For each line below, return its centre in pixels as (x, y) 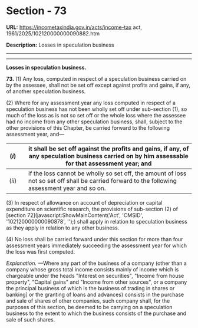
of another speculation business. (46, 91)
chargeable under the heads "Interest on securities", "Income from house (95, 275)
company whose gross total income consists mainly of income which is (93, 269)
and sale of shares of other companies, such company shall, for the (88, 301)
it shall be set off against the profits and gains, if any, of (109, 149)
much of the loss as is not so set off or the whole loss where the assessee (96, 115)
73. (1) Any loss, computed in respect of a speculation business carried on (96, 78)
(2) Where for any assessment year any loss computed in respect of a (91, 103)
